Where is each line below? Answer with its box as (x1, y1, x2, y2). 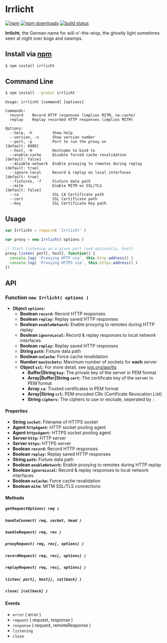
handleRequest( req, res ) (5, 530, 62, 535)
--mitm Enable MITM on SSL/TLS (10, 183, 102, 188)
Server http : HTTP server (12, 435, 66, 441)
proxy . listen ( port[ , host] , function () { (5, 251, 95, 256)
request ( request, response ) (12, 617, 73, 623)
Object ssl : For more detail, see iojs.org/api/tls (20, 364, 117, 370)
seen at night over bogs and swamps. (5, 35, 83, 41)
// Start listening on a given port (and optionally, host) (5, 246, 134, 251)
